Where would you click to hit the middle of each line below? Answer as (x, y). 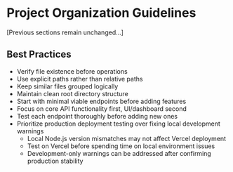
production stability (55, 161)
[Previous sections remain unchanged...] (65, 32)
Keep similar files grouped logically (67, 86)
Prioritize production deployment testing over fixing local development (118, 124)
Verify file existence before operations (72, 71)
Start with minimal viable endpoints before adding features (101, 101)
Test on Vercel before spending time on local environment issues (121, 146)
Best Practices (39, 54)
